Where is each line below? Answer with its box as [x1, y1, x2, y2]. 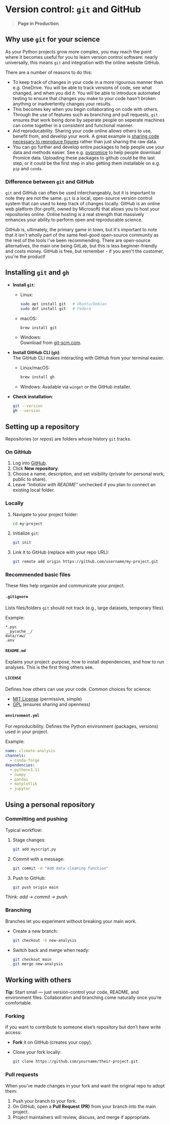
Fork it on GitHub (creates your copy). [12, 1039, 92, 1045]
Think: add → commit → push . [5, 894, 69, 900]
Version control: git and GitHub [5, 4, 141, 15]
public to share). [12, 476, 47, 482]
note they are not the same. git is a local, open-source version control [5, 195, 153, 201]
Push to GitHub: [12, 875, 46, 881]
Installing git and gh [5, 268, 70, 277]
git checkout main [12, 957, 52, 962]
